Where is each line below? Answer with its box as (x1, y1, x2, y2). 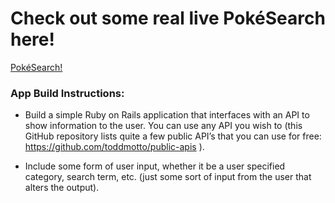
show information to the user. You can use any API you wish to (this (24, 120, 303, 132)
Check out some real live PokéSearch (10, 7, 326, 30)
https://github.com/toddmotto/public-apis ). (24, 141, 205, 153)
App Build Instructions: (10, 86, 125, 100)
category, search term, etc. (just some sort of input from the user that (24, 171, 312, 183)
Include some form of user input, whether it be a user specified (24, 160, 286, 172)
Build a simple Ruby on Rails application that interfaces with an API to (24, 109, 310, 121)
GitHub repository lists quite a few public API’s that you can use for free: (24, 130, 322, 142)
